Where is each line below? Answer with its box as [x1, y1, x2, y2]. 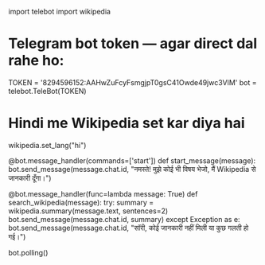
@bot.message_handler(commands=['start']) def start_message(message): [8, 155, 256, 166]
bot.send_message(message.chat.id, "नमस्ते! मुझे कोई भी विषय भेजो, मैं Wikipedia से [8, 164, 256, 173]
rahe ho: [8, 52, 64, 70]
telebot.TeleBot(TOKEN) [8, 86, 87, 95]
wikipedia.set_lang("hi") [8, 140, 87, 150]
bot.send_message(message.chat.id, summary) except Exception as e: [8, 214, 240, 224]
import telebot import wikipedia [8, 7, 111, 16]
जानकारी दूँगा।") [8, 173, 52, 182]
